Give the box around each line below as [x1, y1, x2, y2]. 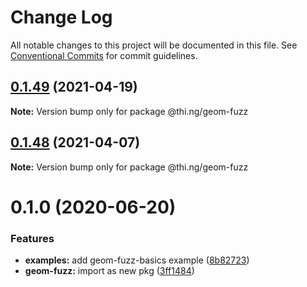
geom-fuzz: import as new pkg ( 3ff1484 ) [24, 265, 195, 277]
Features [10, 231, 55, 245]
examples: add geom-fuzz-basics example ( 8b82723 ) [24, 254, 250, 266]
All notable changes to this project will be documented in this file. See [10, 39, 298, 51]
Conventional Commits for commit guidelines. [10, 49, 198, 61]
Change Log [10, 6, 113, 29]
